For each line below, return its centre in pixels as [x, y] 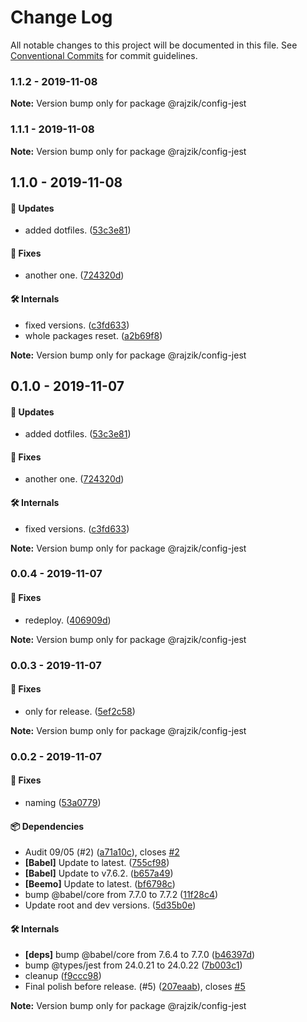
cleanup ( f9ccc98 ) [63, 976]
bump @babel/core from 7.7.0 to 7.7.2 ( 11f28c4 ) [121, 895]
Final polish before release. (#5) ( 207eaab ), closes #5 [135, 987]
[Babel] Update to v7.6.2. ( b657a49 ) [99, 873]
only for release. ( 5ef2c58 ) [80, 711]
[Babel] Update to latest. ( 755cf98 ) [97, 863]
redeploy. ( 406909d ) [68, 620]
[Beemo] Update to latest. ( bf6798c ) [100, 884]
